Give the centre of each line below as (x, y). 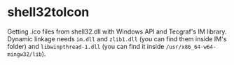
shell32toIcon (48, 12)
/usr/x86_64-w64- (191, 47)
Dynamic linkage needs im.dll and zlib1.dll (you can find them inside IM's (117, 38)
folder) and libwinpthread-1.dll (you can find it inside (86, 46)
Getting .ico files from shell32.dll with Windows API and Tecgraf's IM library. (117, 31)
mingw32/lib (25, 54)
